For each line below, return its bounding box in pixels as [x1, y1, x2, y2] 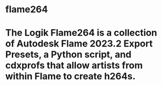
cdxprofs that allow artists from [5, 60, 143, 71]
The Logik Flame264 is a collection [5, 27, 157, 39]
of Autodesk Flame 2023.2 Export [5, 38, 153, 50]
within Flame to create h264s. [5, 71, 136, 82]
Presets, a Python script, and [5, 49, 132, 60]
